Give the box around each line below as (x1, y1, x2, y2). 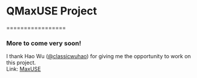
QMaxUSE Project (6, 4, 97, 18)
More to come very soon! (6, 39, 82, 47)
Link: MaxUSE (6, 65, 41, 73)
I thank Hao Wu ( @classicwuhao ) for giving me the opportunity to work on (6, 53, 192, 60)
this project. (6, 59, 36, 67)
